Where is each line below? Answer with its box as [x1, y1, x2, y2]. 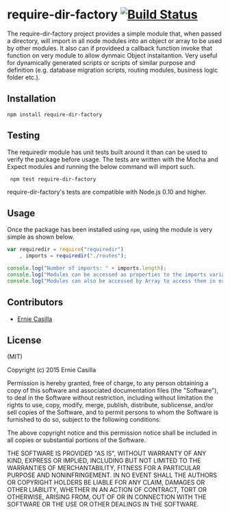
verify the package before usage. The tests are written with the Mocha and [7, 155, 218, 164]
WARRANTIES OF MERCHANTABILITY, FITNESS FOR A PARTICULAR [7, 464, 201, 472]
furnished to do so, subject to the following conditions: [7, 415, 161, 424]
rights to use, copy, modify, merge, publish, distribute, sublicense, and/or [7, 401, 214, 409]
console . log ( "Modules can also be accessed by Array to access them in [7, 277, 216, 284]
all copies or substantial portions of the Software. [7, 436, 146, 444]
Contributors [7, 296, 64, 308]
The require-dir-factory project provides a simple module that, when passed [7, 29, 222, 38]
